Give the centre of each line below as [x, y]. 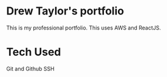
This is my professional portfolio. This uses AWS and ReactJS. [84, 28]
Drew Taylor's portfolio [65, 11]
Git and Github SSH [30, 69]
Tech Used [34, 52]
